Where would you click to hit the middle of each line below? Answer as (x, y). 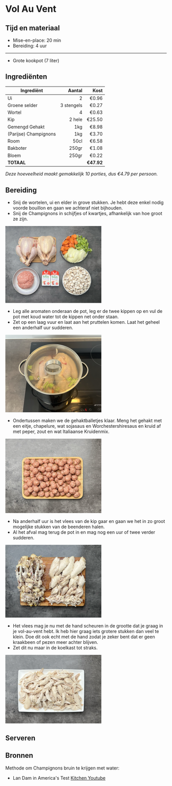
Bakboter (17, 148)
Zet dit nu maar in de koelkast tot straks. (55, 648)
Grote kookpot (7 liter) (36, 60)
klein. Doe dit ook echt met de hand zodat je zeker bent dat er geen (84, 637)
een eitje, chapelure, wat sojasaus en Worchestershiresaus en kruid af (87, 426)
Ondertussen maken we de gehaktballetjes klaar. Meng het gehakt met (87, 421)
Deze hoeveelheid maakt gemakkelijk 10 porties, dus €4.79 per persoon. (82, 174)
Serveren (20, 738)
